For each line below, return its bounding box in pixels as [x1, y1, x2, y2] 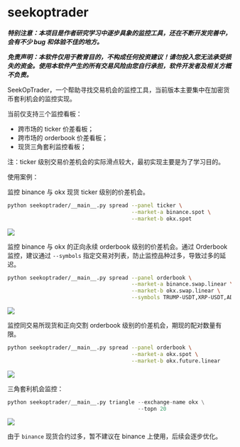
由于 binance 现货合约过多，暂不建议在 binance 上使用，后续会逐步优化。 [7, 432, 222, 441]
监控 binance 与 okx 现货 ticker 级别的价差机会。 [7, 188, 149, 196]
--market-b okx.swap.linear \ [131, 287, 221, 295]
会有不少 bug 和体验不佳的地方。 [7, 37, 104, 46]
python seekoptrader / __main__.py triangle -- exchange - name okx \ [7, 399, 204, 406]
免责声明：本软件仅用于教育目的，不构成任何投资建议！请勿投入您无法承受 [7, 53, 225, 61]
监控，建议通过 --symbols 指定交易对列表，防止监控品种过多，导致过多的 [7, 251, 220, 259]
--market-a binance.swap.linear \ [131, 281, 234, 288]
